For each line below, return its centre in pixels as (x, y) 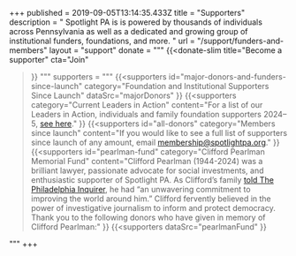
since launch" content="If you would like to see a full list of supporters (159, 133)
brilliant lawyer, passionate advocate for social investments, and (147, 170)
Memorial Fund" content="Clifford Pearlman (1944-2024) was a (147, 161)
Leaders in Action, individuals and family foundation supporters (146, 114)
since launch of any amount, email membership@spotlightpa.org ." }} (155, 142)
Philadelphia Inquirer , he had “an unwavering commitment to (140, 189)
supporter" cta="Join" (49, 60)
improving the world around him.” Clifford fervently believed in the (151, 199)
